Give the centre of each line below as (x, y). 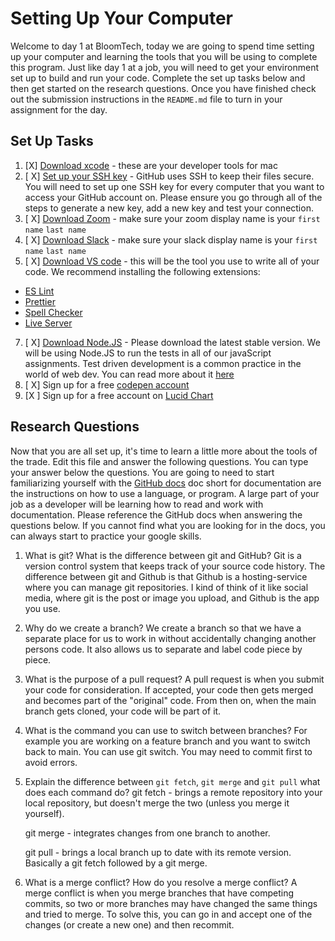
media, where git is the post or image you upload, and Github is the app (172, 598)
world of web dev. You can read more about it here (129, 374)
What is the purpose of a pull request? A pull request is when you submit (174, 679)
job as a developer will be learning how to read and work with (137, 504)
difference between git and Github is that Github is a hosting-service (166, 576)
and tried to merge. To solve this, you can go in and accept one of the (168, 914)
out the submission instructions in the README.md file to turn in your (146, 99)
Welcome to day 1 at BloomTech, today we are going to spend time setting (162, 46)
